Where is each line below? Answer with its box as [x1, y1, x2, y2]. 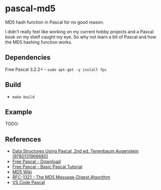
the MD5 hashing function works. [5, 39, 73, 45]
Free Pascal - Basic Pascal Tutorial [12, 164, 82, 170]
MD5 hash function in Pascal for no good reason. [5, 19, 105, 25]
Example [5, 108, 32, 116]
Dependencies [5, 54, 51, 62]
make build [12, 94, 35, 100]
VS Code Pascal [12, 180, 45, 186]
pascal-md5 [5, 3, 56, 14]
